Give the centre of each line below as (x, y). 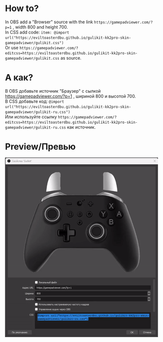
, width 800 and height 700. (40, 27)
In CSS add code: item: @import (37, 32)
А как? (19, 78)
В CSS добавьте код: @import (35, 101)
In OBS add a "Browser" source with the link (49, 22)
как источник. (81, 127)
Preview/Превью (41, 147)
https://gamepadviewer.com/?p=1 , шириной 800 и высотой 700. (71, 96)
